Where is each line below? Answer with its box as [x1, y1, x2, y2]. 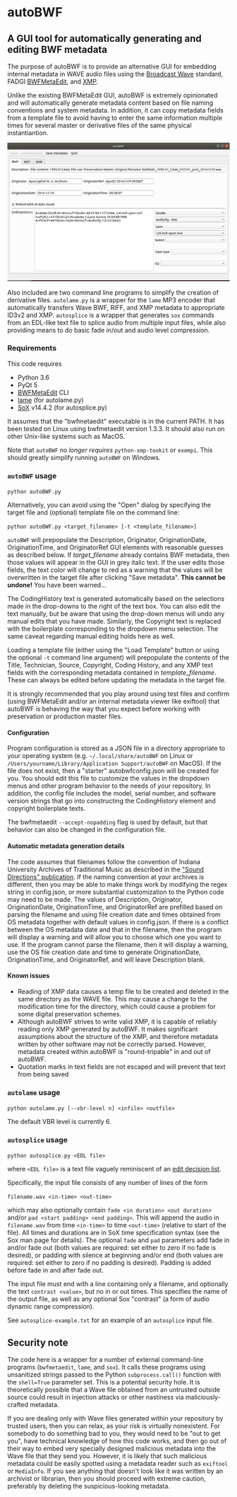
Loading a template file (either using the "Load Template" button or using [7, 646, 220, 655]
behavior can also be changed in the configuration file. [7, 825, 166, 834]
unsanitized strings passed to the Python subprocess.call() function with [7, 1370, 221, 1379]
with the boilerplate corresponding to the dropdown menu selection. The [7, 624, 219, 633]
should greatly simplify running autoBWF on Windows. [7, 453, 161, 461]
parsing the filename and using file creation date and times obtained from [7, 910, 221, 919]
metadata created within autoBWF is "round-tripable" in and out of [17, 1047, 211, 1055]
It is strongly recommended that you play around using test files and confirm [7, 689, 230, 698]
